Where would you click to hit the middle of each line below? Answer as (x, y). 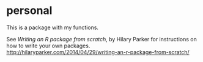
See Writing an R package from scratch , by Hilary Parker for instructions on (102, 39)
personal (29, 11)
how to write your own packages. (48, 46)
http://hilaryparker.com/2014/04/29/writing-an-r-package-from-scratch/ (98, 52)
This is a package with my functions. (53, 27)
